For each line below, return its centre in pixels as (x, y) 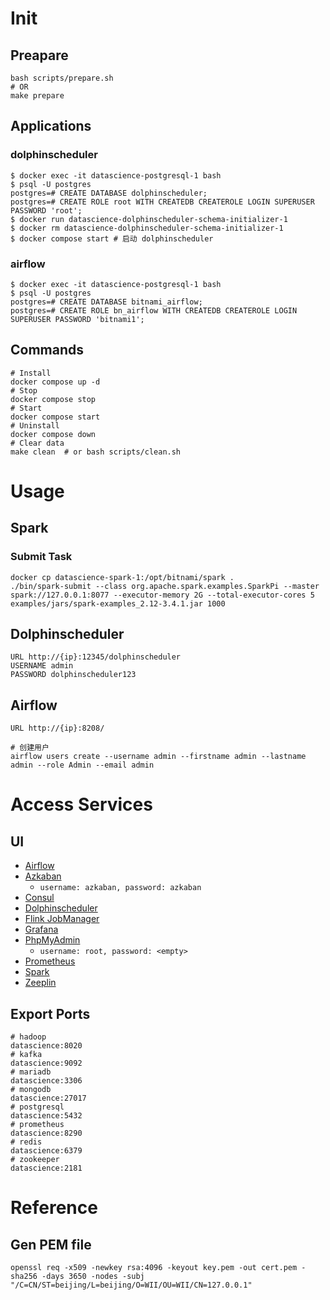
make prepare (37, 96)
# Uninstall (35, 425)
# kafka (26, 1055)
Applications (51, 126)
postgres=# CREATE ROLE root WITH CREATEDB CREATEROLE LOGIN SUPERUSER (162, 202)
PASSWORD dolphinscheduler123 (73, 675)
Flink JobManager (62, 919)
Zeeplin (40, 983)
